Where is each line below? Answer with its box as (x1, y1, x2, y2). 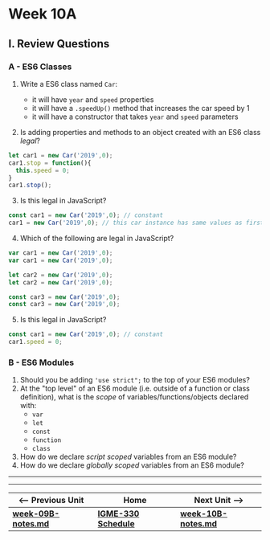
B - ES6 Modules (8, 357, 75, 368)
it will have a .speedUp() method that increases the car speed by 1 (31, 103, 250, 112)
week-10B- (180, 508, 227, 519)
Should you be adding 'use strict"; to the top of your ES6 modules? (19, 375, 251, 385)
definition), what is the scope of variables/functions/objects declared (19, 392, 249, 402)
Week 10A (8, 5, 77, 23)
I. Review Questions (8, 37, 110, 51)
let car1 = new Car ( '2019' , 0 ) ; (8, 151, 113, 159)
